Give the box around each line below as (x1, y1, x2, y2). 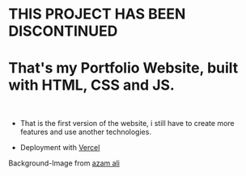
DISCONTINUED (8, 22, 118, 40)
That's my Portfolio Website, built (8, 59, 239, 78)
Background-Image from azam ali (8, 158, 120, 168)
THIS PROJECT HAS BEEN (8, 5, 186, 23)
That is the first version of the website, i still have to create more (19, 119, 235, 128)
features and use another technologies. (19, 127, 152, 137)
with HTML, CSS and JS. (8, 76, 176, 94)
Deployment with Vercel (19, 143, 100, 153)
